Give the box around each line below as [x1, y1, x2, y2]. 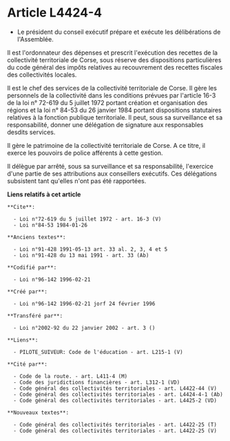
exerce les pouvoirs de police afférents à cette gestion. [7, 149, 163, 157]
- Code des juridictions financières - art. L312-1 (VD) [13, 379, 180, 386]
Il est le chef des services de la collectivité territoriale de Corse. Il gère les [7, 84, 217, 92]
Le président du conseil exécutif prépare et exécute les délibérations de [17, 28, 221, 36]
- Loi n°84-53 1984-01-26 [13, 221, 88, 229]
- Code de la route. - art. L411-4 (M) [13, 373, 128, 379]
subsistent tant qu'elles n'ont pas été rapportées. [7, 176, 147, 185]
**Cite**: [7, 203, 36, 210]
